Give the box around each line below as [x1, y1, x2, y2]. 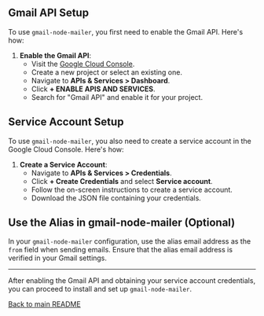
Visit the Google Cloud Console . [31, 59, 135, 68]
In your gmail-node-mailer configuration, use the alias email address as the [8, 237, 251, 246]
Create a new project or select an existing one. [31, 67, 183, 77]
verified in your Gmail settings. [8, 253, 108, 263]
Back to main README [8, 299, 81, 309]
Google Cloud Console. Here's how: [8, 145, 124, 154]
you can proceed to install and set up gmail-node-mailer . [8, 285, 192, 294]
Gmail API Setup [8, 6, 89, 20]
